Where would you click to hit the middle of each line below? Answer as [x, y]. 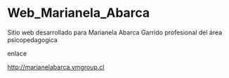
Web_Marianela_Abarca [79, 13]
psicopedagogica [32, 39]
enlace [17, 53]
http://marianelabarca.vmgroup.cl [56, 67]
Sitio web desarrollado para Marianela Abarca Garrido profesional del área [115, 32]
